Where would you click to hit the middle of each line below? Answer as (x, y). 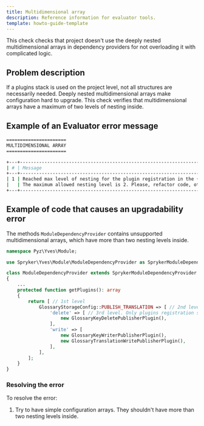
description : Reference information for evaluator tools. (81, 18)
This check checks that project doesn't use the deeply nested (83, 41)
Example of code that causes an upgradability (95, 210)
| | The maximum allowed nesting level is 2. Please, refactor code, (99, 185)
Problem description (46, 73)
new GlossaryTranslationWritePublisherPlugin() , (123, 341)
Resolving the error (36, 385)
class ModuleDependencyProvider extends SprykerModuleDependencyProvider (102, 273)
